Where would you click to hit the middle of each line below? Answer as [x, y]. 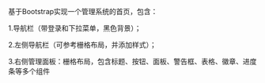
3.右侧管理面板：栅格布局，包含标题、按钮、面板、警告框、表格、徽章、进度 [132, 61]
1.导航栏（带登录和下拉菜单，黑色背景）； [75, 28]
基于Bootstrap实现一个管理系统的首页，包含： [83, 11]
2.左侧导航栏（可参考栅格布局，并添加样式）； [82, 45]
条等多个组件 [29, 71]
